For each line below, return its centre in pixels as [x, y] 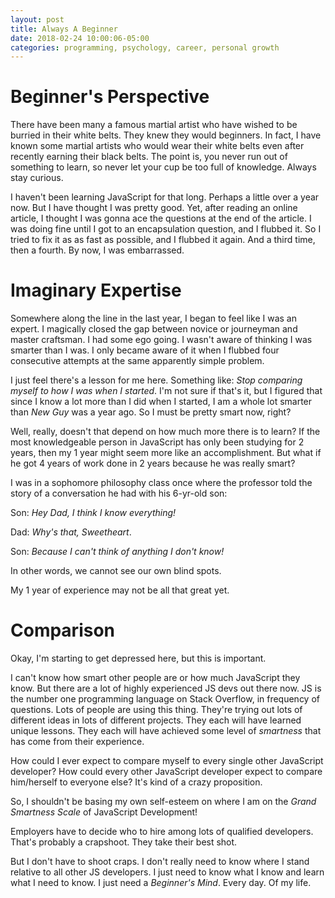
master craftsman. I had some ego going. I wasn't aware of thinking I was [161, 340]
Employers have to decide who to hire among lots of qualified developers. [162, 832]
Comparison [63, 630]
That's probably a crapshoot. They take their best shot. [124, 842]
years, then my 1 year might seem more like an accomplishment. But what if [166, 453]
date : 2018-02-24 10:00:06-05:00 [80, 38]
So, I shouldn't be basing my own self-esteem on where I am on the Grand [163, 802]
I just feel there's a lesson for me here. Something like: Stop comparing [156, 380]
